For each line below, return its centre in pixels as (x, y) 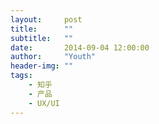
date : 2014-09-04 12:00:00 (80, 47)
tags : (21, 76)
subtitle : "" (42, 38)
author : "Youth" (53, 57)
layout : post (46, 19)
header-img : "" (42, 66)
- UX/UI (44, 103)
